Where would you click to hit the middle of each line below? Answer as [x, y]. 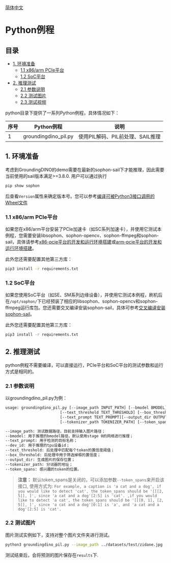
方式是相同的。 [21, 371]
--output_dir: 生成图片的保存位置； [40, 460]
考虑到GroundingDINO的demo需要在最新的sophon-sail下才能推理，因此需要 [85, 170]
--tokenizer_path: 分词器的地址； [39, 464]
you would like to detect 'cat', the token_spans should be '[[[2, [91, 491]
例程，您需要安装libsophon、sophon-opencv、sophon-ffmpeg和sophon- [82, 235]
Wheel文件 [17, 202]
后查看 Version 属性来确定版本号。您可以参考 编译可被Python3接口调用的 [80, 196]
